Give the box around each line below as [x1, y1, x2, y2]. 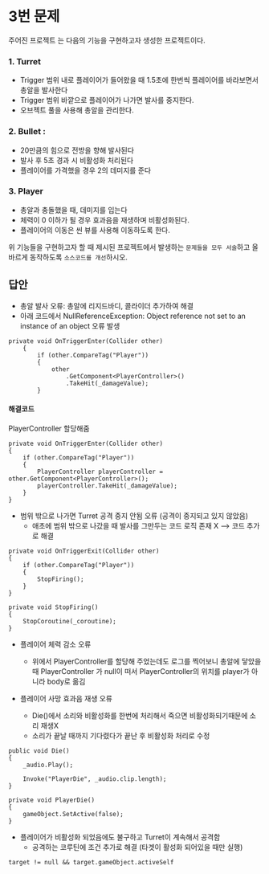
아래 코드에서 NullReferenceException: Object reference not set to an [19, 311, 247, 321]
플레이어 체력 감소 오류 [19, 639, 92, 649]
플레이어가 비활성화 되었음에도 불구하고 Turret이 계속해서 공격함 [19, 832, 221, 842]
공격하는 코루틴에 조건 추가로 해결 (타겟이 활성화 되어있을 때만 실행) [31, 842, 243, 852]
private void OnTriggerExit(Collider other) [8, 547, 160, 555]
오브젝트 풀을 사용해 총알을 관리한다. [19, 105, 134, 115]
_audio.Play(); [22, 761, 74, 769]
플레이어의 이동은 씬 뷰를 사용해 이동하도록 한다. [19, 225, 170, 235]
